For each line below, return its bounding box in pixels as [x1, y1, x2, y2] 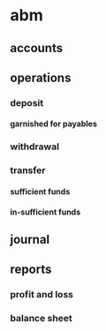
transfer [10, 164, 46, 177]
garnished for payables [10, 118, 98, 129]
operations [10, 70, 72, 85]
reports [10, 262, 52, 277]
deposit [10, 96, 43, 109]
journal [10, 231, 50, 247]
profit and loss [10, 289, 74, 301]
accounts [10, 41, 64, 56]
